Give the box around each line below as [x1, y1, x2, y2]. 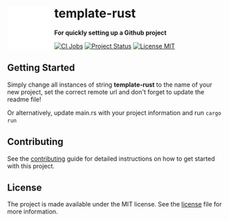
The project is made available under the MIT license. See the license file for [7, 200, 222, 209]
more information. [7, 207, 58, 216]
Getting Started [7, 62, 75, 74]
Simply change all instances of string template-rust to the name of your [7, 80, 212, 89]
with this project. [7, 161, 55, 170]
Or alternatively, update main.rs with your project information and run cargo [7, 108, 221, 116]
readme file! [7, 95, 42, 103]
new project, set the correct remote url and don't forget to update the [7, 87, 205, 96]
